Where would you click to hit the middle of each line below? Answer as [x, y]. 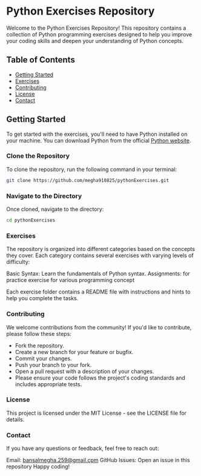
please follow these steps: [39, 334]
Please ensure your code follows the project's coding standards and [100, 378]
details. [15, 419]
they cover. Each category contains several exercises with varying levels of [100, 255]
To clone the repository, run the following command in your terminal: [92, 169]
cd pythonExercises [31, 220]
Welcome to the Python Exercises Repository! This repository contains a [96, 28]
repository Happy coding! [38, 467]
